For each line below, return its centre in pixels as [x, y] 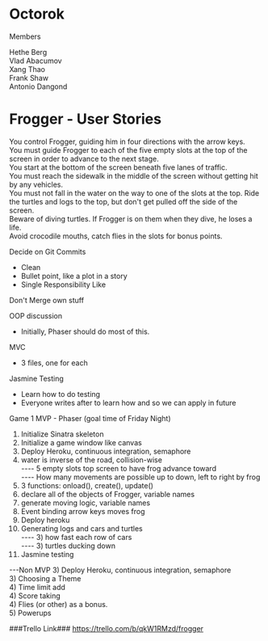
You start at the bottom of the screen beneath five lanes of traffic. [119, 167]
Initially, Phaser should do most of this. [85, 331]
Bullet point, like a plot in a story [74, 276]
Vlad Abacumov [36, 61]
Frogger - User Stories [86, 119]
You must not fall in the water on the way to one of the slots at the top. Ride [134, 193]
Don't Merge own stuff [46, 300]
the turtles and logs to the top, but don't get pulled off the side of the [124, 201]
